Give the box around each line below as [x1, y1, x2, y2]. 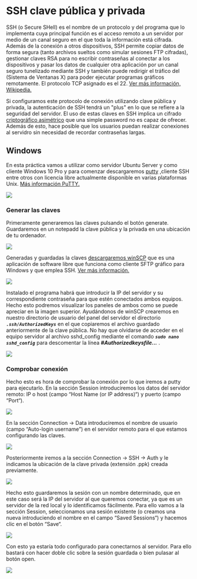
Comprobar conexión [6, 365, 68, 373]
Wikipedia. [6, 86, 32, 93]
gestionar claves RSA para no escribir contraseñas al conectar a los [6, 55, 171, 62]
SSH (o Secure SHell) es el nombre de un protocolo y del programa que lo [6, 24, 185, 31]
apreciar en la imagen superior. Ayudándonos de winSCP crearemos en [6, 308, 179, 315]
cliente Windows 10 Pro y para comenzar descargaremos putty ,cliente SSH [6, 168, 189, 175]
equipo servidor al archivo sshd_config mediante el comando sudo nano [6, 333, 179, 340]
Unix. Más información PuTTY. [6, 180, 80, 187]
